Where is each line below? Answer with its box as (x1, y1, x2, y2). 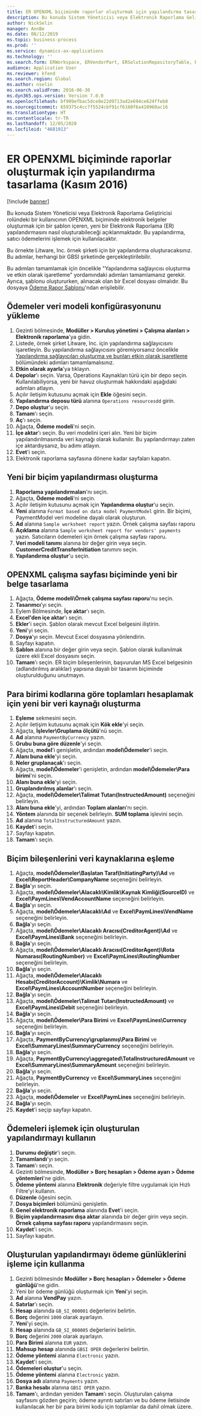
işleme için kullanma (7, 1259, 85, 1269)
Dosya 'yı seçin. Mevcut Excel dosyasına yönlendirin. (15, 633, 146, 641)
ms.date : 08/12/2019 (7, 31, 59, 37)
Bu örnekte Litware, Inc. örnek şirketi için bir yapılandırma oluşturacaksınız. (7, 246, 192, 253)
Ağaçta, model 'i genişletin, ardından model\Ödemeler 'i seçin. (15, 747, 168, 754)
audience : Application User (7, 64, 77, 71)
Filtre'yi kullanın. (15, 1187, 56, 1194)
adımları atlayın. (15, 384, 55, 391)
